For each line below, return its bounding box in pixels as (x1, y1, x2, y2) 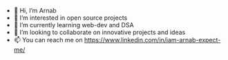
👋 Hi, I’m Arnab (13, 7, 57, 14)
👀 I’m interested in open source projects (13, 14, 128, 22)
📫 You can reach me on (13, 36, 83, 44)
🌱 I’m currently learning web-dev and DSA (13, 21, 134, 29)
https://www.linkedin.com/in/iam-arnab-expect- (84, 36, 221, 44)
